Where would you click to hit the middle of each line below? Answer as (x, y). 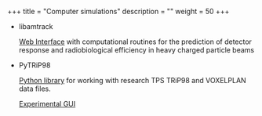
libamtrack (36, 26)
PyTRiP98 (35, 65)
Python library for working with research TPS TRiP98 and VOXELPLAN (132, 80)
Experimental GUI (47, 104)
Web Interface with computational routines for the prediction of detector (135, 42)
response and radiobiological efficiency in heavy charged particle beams (136, 50)
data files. (35, 89)
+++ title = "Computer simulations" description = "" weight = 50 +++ (118, 11)
